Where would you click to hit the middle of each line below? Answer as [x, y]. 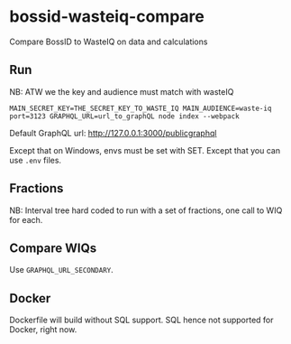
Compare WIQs [53, 248]
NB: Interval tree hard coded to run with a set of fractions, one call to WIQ [146, 210]
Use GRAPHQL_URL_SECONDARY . [62, 270]
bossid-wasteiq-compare [107, 17]
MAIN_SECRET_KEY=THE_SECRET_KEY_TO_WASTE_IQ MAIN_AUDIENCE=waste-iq [141, 108]
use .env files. [35, 160]
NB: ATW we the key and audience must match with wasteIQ [122, 91]
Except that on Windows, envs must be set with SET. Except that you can [145, 150]
